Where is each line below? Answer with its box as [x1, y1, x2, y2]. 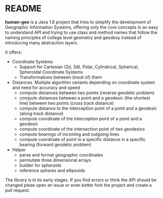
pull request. [5, 187, 30, 193]
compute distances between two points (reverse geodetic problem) [19, 90, 155, 96]
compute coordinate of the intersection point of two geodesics [19, 126, 145, 132]
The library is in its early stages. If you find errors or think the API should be [5, 177, 157, 183]
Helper [12, 147, 26, 153]
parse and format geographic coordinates [19, 152, 103, 158]
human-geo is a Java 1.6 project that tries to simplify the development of [5, 19, 151, 25]
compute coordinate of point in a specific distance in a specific [19, 136, 146, 142]
